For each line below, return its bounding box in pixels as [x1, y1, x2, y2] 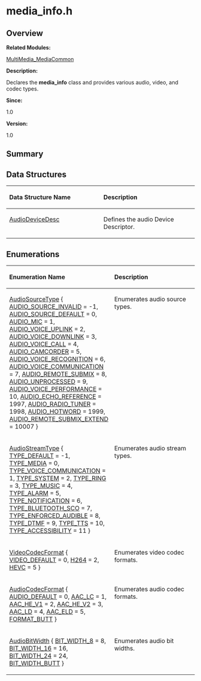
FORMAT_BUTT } [9, 615, 57, 623]
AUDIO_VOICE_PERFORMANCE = [9, 385, 102, 393]
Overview [6, 28, 44, 38]
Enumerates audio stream [114, 444, 187, 453]
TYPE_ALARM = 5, [9, 489, 62, 498]
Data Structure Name [9, 193, 71, 201]
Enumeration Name [9, 273, 66, 281]
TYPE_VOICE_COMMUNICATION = [9, 466, 106, 475]
